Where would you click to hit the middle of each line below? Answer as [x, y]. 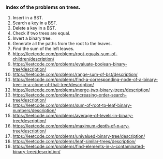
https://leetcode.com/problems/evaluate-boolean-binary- [70, 64]
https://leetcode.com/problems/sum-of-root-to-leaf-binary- [72, 105]
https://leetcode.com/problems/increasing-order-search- [70, 95]
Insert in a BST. [28, 18]
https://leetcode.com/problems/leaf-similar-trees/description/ [74, 142]
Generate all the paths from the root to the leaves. [62, 44]
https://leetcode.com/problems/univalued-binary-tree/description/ [79, 136]
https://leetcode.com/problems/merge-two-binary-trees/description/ [81, 90]
